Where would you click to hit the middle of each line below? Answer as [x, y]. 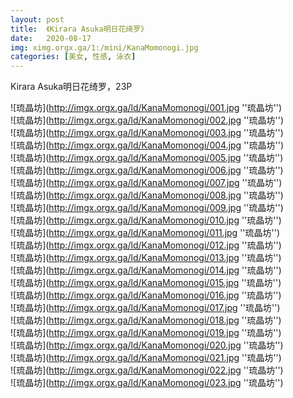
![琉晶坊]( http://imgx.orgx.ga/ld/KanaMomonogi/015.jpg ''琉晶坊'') [146, 283]
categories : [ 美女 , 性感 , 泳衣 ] [73, 57]
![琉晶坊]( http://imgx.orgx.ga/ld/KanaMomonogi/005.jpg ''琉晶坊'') [147, 158]
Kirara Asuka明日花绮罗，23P [71, 87]
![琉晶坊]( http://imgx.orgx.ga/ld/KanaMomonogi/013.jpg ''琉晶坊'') [146, 258]
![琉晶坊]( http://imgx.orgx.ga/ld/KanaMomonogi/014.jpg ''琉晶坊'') [146, 270]
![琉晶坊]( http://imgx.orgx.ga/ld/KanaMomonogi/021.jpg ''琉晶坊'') [146, 358]
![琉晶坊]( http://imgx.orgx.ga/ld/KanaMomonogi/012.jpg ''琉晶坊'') [146, 245]
